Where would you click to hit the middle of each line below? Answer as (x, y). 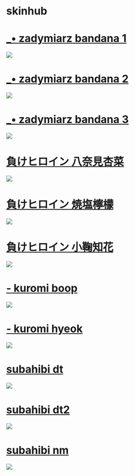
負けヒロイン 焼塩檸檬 (60, 205)
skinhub (27, 11)
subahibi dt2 (38, 410)
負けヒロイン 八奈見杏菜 (65, 162)
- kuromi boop (42, 288)
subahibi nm (38, 450)
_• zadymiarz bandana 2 (67, 79)
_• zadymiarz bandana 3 (67, 120)
